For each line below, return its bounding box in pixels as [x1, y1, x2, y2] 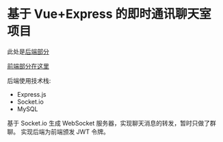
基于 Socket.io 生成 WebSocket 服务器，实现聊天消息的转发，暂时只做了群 [7, 119, 217, 127]
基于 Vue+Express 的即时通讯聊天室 [7, 6, 211, 22]
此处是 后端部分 [7, 47, 49, 56]
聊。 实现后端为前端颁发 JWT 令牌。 [7, 128, 109, 136]
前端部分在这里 [7, 62, 49, 70]
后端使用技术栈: [7, 76, 51, 84]
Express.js [16, 90, 47, 98]
